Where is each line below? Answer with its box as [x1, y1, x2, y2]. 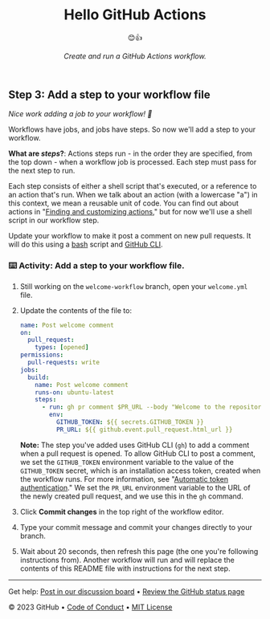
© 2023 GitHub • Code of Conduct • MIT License [8, 602, 173, 612]
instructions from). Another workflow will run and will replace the [19, 555, 235, 564]
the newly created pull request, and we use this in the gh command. [19, 491, 243, 501]
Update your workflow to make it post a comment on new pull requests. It [8, 231, 252, 241]
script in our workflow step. [8, 215, 100, 226]
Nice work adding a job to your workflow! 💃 [8, 109, 153, 119]
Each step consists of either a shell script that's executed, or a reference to [8, 181, 257, 191]
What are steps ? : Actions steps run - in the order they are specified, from [8, 149, 253, 158]
